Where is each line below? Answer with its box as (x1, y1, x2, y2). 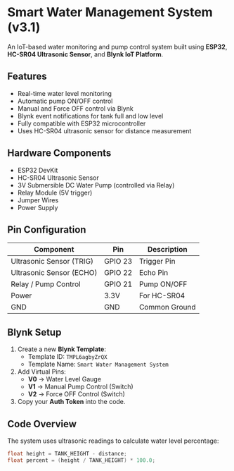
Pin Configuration (7, 224, 86, 235)
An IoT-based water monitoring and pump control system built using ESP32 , (7, 42, 228, 51)
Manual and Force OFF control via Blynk (17, 104, 134, 113)
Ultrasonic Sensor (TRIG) (11, 257, 93, 267)
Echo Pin (139, 268, 169, 278)
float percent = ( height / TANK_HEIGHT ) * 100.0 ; (7, 456, 156, 464)
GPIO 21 (104, 279, 133, 289)
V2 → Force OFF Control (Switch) (27, 390, 125, 398)
